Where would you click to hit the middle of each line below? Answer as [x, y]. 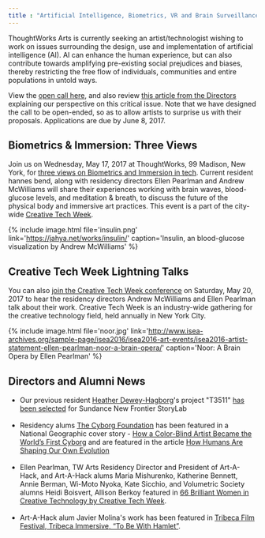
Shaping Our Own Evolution [64, 450]
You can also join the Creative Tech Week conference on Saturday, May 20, [131, 291]
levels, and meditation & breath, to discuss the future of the [132, 198]
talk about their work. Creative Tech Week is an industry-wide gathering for [131, 307]
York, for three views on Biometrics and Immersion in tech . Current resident [131, 173]
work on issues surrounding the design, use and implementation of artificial [131, 46]
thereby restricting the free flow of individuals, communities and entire [123, 71]
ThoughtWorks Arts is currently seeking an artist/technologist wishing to [126, 38]
